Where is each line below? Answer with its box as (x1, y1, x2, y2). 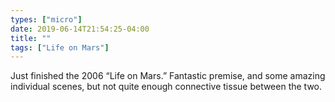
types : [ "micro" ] (10, 14, 83, 25)
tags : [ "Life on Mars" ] (10, 42, 110, 53)
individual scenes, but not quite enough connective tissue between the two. (10, 81, 323, 93)
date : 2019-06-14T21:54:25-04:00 (10, 24, 150, 34)
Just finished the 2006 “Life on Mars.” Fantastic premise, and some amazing (10, 70, 326, 82)
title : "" (10, 33, 52, 43)
